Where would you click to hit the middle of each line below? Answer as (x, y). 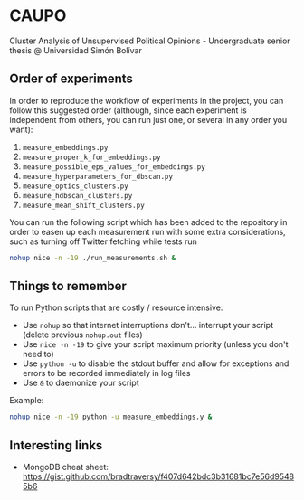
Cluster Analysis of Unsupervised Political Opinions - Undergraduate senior (150, 41)
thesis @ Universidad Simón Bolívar (76, 50)
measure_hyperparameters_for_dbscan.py (98, 176)
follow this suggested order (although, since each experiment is (128, 110)
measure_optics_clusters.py (75, 186)
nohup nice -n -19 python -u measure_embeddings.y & (111, 417)
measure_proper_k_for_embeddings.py (91, 157)
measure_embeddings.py (65, 147)
